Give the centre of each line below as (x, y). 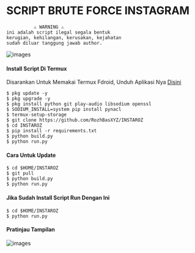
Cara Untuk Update (31, 155)
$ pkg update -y (27, 93)
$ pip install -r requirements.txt (52, 131)
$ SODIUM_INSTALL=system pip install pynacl (64, 110)
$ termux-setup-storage (37, 115)
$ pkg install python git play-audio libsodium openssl (79, 104)
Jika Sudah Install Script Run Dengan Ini (58, 197)
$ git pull (20, 173)
